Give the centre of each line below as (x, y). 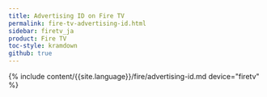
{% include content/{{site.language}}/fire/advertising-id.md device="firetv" (134, 76)
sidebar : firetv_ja (41, 31)
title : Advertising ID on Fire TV (67, 16)
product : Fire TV (38, 38)
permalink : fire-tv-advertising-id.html (78, 23)
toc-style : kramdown (43, 46)
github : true (30, 53)
